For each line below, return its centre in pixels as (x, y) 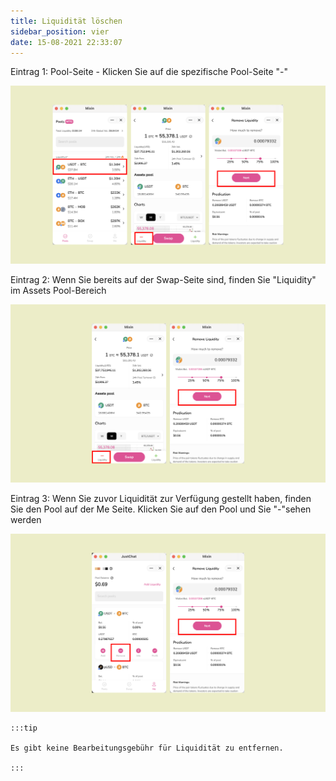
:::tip (24, 728)
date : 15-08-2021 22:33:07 (66, 42)
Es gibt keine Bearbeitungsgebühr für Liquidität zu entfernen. (147, 748)
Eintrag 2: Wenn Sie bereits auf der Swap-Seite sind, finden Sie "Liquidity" (163, 280)
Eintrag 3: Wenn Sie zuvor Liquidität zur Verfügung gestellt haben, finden (161, 499)
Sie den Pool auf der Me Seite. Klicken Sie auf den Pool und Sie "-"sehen (161, 509)
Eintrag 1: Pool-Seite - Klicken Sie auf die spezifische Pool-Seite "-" (149, 72)
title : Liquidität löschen (66, 21)
